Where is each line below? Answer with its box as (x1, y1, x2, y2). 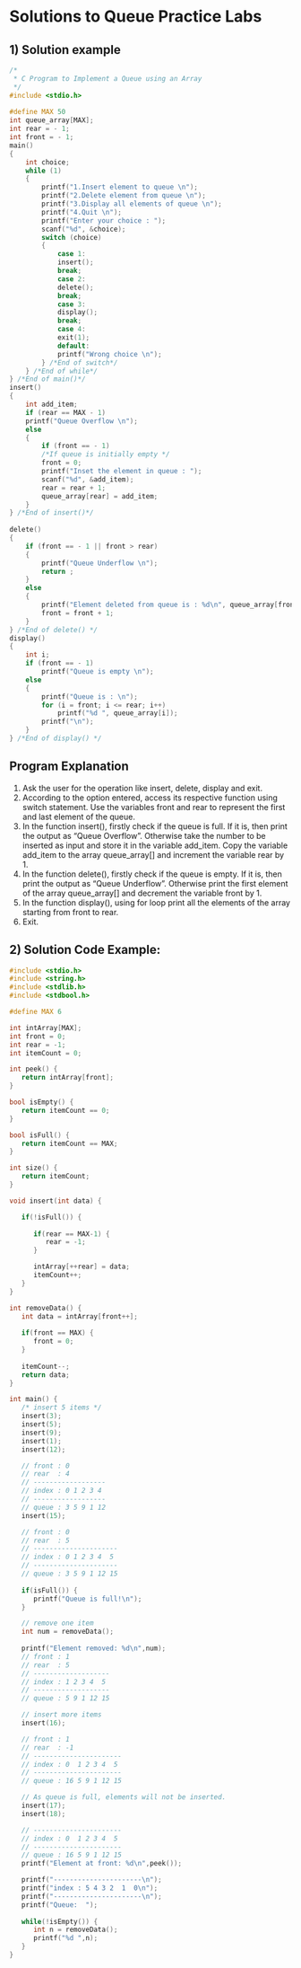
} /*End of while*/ (25, 366, 99, 375)
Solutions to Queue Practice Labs (9, 6, 262, 27)
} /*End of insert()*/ (9, 508, 94, 517)
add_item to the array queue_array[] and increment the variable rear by (21, 849, 285, 860)
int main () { (9, 1395, 58, 1404)
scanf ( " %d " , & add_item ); (41, 474, 134, 484)
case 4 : (56, 325, 87, 334)
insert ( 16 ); (21, 1718, 66, 1727)
